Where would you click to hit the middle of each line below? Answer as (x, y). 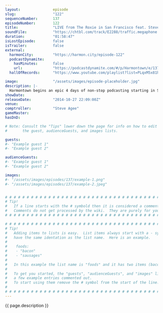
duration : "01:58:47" (40, 37)
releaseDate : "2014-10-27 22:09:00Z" (53, 99)
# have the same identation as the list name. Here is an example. (78, 238)
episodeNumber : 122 (32, 23)
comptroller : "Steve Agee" (42, 109)
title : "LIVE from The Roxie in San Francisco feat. (76, 28)
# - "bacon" (20, 251)
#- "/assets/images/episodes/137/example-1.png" (55, 180)
